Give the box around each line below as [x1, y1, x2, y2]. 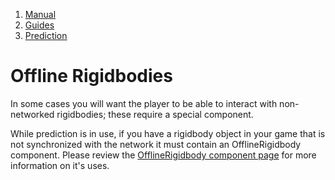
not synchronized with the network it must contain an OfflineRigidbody [10, 138, 302, 150]
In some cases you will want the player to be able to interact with [10, 97, 278, 109]
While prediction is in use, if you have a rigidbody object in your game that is [10, 127, 326, 139]
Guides [24, 19, 55, 31]
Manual [24, 9, 57, 20]
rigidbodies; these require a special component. [56, 108, 254, 120]
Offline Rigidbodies [10, 65, 173, 88]
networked [10, 108, 55, 120]
